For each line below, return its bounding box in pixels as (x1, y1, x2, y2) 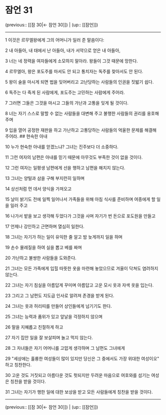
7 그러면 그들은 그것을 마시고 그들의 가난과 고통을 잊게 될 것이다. (5, 100, 129, 106)
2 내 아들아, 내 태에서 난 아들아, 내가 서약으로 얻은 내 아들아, (5, 47, 121, 53)
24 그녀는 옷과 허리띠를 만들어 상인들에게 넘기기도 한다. (5, 303, 112, 309)
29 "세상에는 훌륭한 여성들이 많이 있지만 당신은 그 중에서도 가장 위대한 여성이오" (5, 355, 160, 361)
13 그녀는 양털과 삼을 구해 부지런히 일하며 (5, 175, 85, 181)
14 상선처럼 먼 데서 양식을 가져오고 (5, 186, 72, 192)
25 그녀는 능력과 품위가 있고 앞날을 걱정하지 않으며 (5, 313, 103, 319)
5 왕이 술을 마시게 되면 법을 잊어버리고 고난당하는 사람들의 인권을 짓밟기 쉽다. (5, 79, 154, 84)
